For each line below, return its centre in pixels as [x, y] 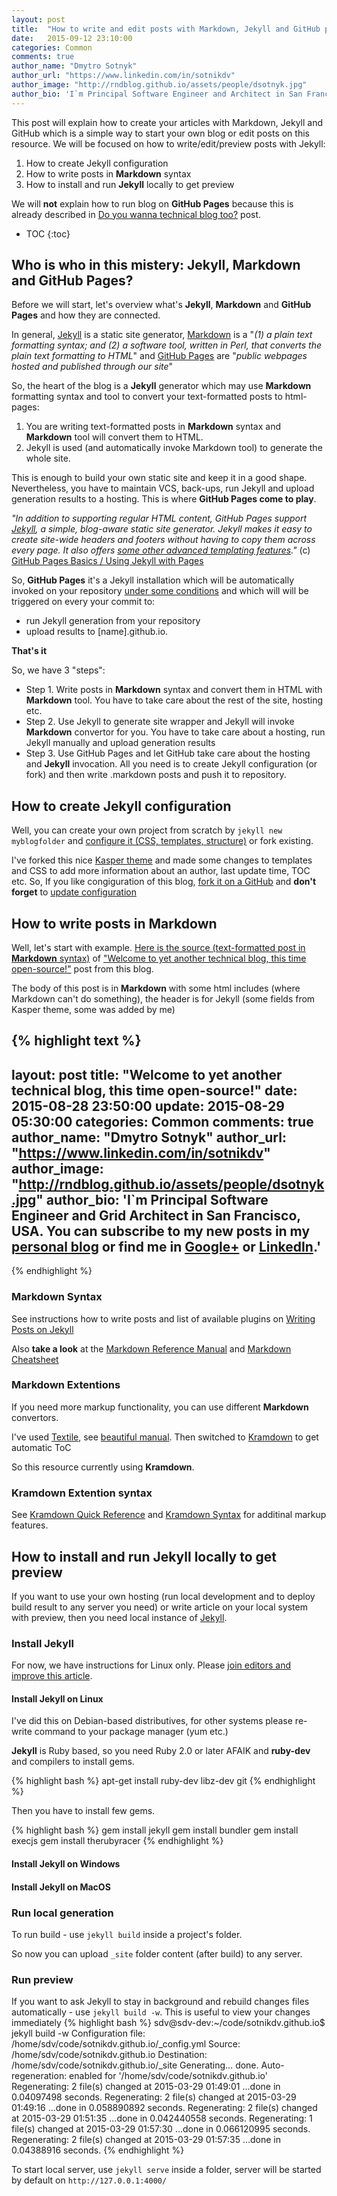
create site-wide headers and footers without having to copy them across [163, 540]
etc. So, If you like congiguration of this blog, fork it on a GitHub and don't [164, 882]
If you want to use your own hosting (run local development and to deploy [163, 1596]
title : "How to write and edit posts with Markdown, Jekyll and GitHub [166, 29]
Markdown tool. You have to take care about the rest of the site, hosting [174, 700]
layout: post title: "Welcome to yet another [147, 1074]
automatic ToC [41, 1447]
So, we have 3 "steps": [58, 670]
